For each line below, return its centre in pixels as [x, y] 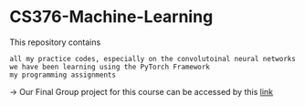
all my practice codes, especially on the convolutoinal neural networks [153, 58]
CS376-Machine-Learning [111, 17]
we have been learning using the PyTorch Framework [110, 67]
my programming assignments [63, 75]
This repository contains [55, 42]
